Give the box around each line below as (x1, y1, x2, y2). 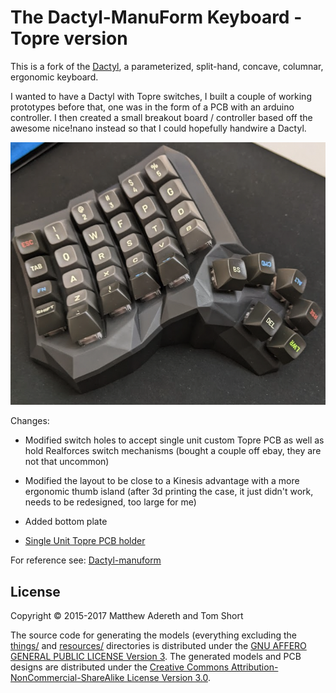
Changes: (10, 415, 50, 427)
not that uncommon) (24, 456, 110, 468)
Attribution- (231, 661, 279, 673)
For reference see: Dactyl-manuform (10, 554, 162, 566)
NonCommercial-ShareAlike (10, 671, 125, 683)
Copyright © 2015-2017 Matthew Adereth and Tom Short (10, 609, 244, 621)
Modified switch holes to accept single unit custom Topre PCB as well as (24, 434, 325, 446)
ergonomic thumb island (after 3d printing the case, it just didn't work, (24, 486, 314, 498)
